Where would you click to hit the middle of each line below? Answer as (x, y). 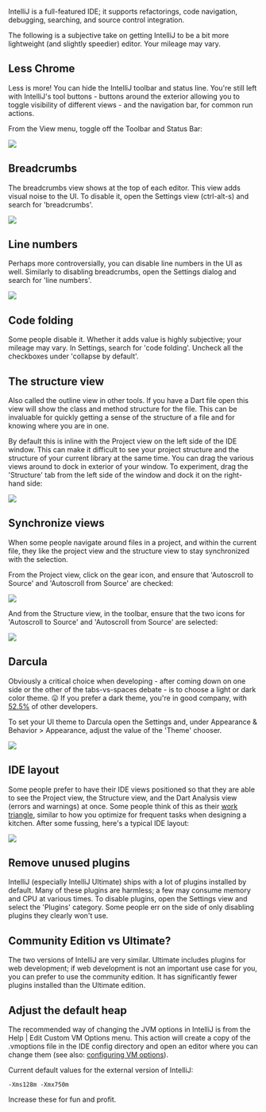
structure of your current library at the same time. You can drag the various (131, 458)
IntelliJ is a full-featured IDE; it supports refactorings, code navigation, (123, 12)
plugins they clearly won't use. (58, 916)
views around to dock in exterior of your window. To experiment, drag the (128, 467)
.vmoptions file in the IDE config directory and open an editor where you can (133, 1046)
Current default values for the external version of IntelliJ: (101, 1070)
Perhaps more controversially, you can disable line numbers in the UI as (125, 263)
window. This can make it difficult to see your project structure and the (124, 450)
